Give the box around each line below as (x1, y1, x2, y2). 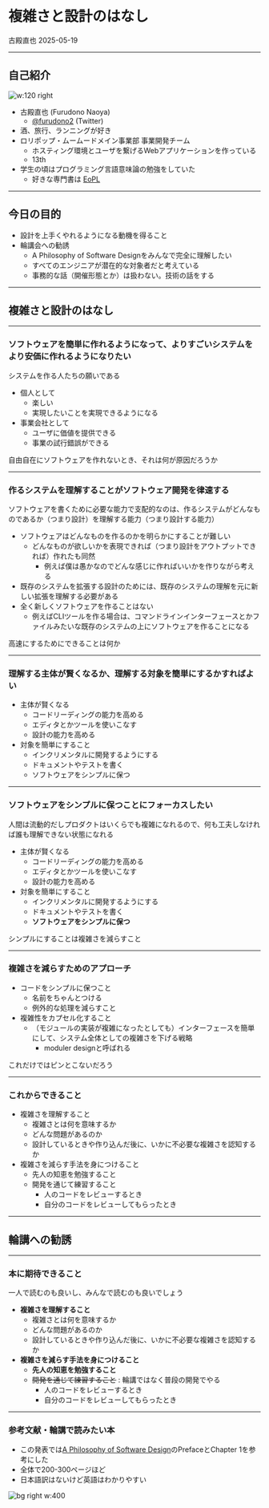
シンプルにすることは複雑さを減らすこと (8, 934, 142, 943)
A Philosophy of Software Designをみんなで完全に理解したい (31, 250, 232, 260)
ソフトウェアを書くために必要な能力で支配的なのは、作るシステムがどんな (8, 504, 254, 513)
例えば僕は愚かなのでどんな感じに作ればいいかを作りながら (43, 561, 241, 570)
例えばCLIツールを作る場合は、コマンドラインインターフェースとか (31, 611, 253, 621)
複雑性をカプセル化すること (19, 1012, 112, 1023)
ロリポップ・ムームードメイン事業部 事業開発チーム (19, 136, 191, 145)
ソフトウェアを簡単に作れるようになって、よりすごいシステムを (8, 338, 254, 350)
